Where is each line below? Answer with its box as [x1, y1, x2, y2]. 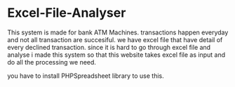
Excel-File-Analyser [7, 5, 126, 21]
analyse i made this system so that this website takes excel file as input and [7, 51, 226, 59]
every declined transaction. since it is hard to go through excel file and [7, 43, 211, 51]
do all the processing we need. [7, 58, 97, 66]
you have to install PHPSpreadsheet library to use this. [7, 72, 165, 80]
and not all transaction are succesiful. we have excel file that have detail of [7, 35, 223, 43]
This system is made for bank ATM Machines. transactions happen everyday [7, 28, 229, 36]
